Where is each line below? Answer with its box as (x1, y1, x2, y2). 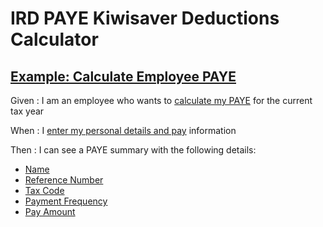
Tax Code (24, 185, 65, 196)
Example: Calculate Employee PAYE (10, 68, 237, 85)
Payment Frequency (24, 195, 108, 207)
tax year (10, 105, 45, 117)
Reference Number (24, 174, 104, 186)
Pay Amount (24, 206, 76, 217)
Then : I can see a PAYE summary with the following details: (10, 144, 257, 156)
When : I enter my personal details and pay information (10, 125, 237, 136)
